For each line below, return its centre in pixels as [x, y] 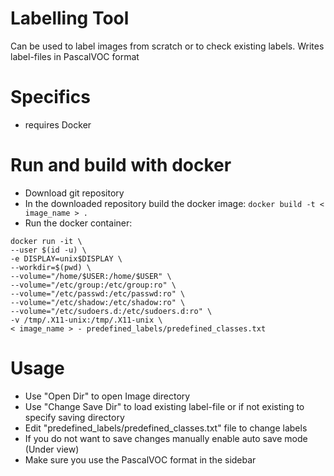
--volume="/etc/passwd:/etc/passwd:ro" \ [98, 293]
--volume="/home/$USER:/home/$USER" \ [91, 276]
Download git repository [74, 193]
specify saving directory [74, 417]
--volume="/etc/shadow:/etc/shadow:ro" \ [98, 302]
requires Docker [58, 124]
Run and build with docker [121, 165]
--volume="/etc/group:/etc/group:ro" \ [93, 285]
